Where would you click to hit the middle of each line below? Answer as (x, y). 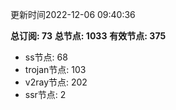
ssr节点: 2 (45, 94)
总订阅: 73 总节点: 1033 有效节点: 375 (88, 36)
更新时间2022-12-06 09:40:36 (73, 14)
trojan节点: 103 (55, 69)
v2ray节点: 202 (56, 82)
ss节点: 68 (46, 57)
